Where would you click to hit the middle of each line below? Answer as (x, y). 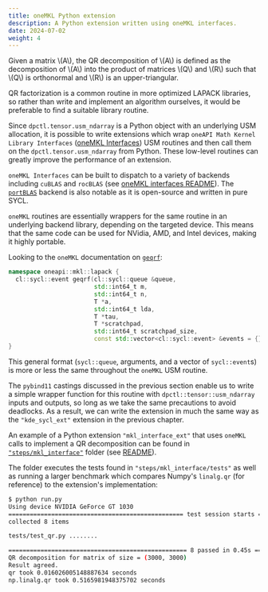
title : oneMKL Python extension (62, 16)
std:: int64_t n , (121, 294)
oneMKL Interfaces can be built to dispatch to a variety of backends (119, 175)
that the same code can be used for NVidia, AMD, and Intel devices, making (132, 234)
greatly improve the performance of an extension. (90, 160)
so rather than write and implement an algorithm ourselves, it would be (124, 102)
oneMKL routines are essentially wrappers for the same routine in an (118, 216)
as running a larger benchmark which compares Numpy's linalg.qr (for (126, 476)
